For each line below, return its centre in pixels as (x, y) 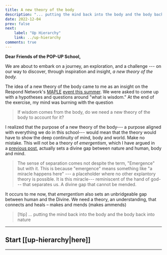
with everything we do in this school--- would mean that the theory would (81, 132)
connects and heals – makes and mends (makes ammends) (66, 205)
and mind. (15, 153)
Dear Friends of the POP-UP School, (43, 56)
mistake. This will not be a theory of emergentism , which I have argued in (80, 143)
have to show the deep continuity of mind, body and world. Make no (75, 137)
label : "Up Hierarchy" (38, 33)
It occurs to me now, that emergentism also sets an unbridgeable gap (76, 194)
